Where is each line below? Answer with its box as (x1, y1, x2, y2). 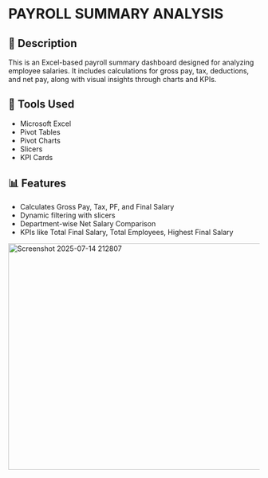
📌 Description (8, 37, 77, 50)
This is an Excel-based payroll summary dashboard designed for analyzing (8, 57, 254, 67)
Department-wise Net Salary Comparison (19, 218, 156, 228)
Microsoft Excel (19, 119, 72, 128)
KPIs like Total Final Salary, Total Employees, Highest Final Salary (19, 227, 234, 237)
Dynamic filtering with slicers (19, 210, 116, 220)
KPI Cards (19, 152, 53, 162)
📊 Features (8, 177, 66, 190)
